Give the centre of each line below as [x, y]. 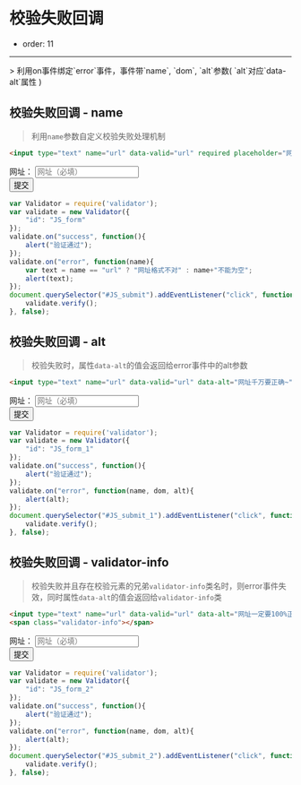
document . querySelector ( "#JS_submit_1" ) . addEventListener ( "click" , [138, 516]
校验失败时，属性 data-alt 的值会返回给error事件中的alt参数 [139, 365]
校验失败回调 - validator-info [89, 562]
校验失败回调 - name [66, 113]
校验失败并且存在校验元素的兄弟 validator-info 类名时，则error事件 [155, 586]
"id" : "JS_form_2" [60, 690]
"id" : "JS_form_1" [60, 449]
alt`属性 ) [26, 82]
